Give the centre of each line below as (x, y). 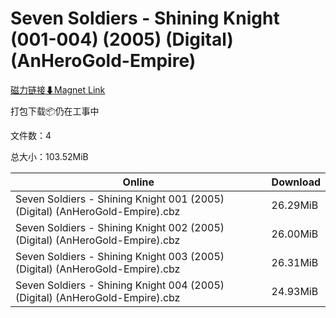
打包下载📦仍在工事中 (55, 111)
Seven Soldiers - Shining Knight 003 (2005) (120, 256)
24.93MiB (295, 291)
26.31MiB (295, 262)
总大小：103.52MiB (49, 156)
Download (296, 182)
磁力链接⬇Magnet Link (58, 89)
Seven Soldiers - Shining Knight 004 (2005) (120, 285)
